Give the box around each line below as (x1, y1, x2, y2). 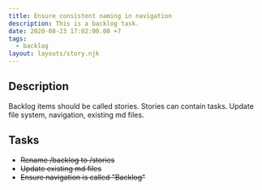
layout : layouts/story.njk (8, 50, 100, 58)
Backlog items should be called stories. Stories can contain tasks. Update (8, 101, 254, 110)
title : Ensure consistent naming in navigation (8, 11, 173, 20)
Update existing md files (19, 163, 102, 173)
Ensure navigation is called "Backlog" (19, 172, 146, 182)
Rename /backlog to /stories (19, 155, 115, 165)
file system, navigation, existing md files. (8, 110, 144, 119)
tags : (8, 34, 27, 43)
